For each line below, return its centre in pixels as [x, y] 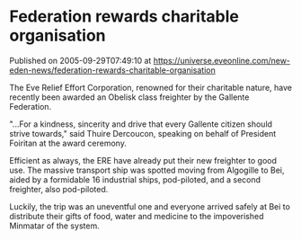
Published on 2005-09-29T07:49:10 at [80, 60]
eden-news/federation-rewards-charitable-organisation [112, 70]
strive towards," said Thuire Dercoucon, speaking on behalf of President [143, 133]
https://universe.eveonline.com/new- [221, 60]
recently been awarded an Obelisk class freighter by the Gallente [129, 97]
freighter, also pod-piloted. [59, 189]
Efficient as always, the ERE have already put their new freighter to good [143, 160]
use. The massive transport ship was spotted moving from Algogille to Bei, [147, 170]
